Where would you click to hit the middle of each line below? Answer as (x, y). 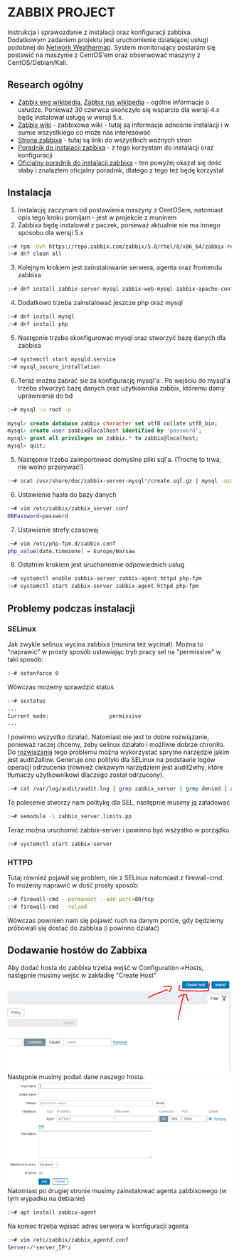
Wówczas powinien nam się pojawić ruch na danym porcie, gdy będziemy (116, 920)
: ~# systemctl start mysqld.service (62, 359)
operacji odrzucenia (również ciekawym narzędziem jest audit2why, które (115, 768)
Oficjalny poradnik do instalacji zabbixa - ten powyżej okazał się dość (119, 163)
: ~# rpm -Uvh (27, 247)
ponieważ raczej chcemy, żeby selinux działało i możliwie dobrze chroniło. (116, 745)
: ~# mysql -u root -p (39, 409)
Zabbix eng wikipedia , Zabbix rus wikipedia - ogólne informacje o (113, 102)
